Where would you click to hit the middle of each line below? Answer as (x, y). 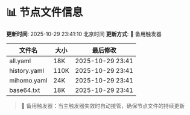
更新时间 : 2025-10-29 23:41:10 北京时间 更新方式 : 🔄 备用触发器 (84, 34)
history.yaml (27, 70)
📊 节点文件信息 (45, 12)
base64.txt (25, 90)
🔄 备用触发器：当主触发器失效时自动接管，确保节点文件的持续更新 (103, 105)
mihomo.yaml (28, 80)
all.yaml (20, 61)
